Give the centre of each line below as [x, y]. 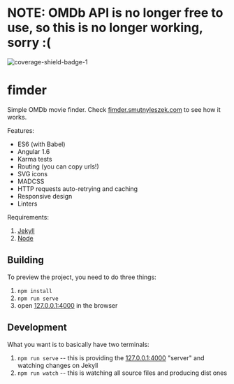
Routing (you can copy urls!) [58, 166]
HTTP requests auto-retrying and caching [78, 189]
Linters [27, 204]
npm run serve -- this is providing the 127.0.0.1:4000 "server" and [111, 357]
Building [25, 260]
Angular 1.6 [34, 151]
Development [37, 328]
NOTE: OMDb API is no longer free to [115, 13]
